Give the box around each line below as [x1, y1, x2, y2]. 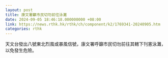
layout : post [5, 7, 33, 13]
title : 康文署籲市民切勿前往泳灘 [5, 12, 67, 17]
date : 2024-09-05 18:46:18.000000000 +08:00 [5, 17, 101, 22]
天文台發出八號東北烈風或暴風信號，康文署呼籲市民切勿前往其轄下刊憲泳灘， [5, 41, 166, 47]
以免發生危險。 [5, 47, 37, 53]
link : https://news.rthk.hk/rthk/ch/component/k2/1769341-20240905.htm [5, 21, 160, 27]
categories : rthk [5, 26, 42, 32]
